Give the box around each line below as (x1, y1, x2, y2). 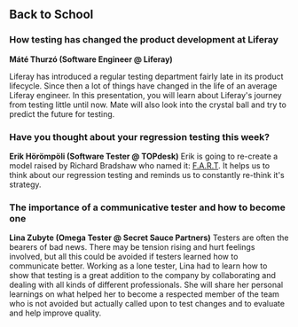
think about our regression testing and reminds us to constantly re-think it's (9, 169, 286, 180)
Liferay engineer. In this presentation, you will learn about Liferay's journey (9, 90, 282, 100)
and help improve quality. (9, 308, 102, 318)
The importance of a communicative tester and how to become (9, 201, 286, 214)
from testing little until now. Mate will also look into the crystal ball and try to (9, 99, 286, 110)
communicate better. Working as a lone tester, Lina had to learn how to (9, 261, 268, 271)
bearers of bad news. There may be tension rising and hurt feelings (9, 242, 255, 253)
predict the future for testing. (9, 108, 115, 119)
